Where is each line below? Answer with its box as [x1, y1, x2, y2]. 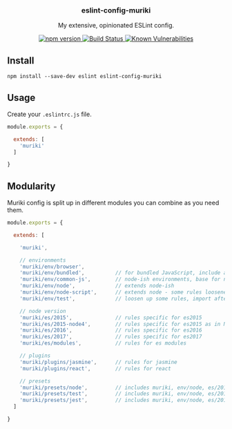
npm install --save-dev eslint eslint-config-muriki [7, 73, 162, 80]
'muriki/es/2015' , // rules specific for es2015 [19, 314, 202, 321]
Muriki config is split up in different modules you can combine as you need [7, 199, 220, 207]
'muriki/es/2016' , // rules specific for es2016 [19, 327, 202, 334]
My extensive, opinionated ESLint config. [57, 21, 175, 30]
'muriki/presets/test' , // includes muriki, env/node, [19, 390, 206, 397]
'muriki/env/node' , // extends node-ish [19, 283, 175, 289]
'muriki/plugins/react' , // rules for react [19, 365, 171, 372]
